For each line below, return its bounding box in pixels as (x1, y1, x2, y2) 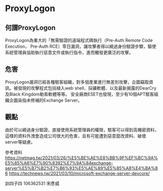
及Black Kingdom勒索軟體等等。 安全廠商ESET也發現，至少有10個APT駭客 (5, 91, 155, 97)
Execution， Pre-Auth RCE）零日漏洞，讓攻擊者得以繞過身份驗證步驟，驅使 (5, 43, 157, 49)
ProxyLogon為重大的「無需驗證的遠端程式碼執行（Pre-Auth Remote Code (5, 38, 153, 43)
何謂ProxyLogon (5, 23, 56, 32)
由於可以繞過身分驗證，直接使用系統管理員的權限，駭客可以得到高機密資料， (5, 127, 159, 133)
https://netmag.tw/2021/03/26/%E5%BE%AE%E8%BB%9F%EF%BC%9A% (5, 154, 158, 161)
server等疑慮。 (5, 139, 36, 145)
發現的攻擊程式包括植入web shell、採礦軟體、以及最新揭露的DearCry (18, 85, 157, 91)
